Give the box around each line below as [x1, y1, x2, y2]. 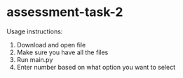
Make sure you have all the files [16, 48, 109, 56]
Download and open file [16, 40, 86, 49]
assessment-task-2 [6, 4, 123, 20]
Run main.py [16, 55, 53, 63]
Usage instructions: [6, 27, 63, 36]
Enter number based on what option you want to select [16, 63, 176, 71]
